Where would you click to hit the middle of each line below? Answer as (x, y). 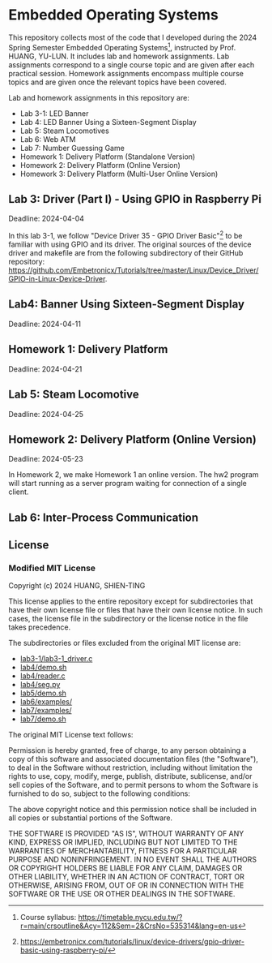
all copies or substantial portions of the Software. (90, 818)
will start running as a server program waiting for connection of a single (127, 484)
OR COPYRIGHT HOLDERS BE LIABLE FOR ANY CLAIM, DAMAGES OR (125, 868)
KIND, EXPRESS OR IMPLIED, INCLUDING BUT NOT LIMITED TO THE (123, 842)
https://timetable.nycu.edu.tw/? (130, 918)
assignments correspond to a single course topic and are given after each (132, 64)
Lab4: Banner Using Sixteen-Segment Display (127, 305)
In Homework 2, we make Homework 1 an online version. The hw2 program (134, 475)
